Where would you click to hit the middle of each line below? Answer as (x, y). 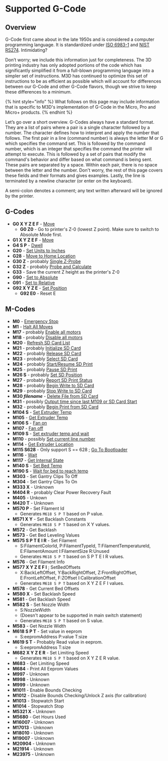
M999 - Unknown (31, 685)
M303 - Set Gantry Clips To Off (45, 476)
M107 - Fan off (28, 428)
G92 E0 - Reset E (38, 293)
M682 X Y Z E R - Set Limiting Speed (51, 652)
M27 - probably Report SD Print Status (52, 380)
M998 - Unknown (31, 679)
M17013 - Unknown (33, 727)
